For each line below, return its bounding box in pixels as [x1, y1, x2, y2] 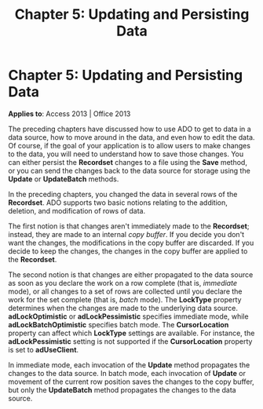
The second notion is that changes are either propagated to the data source [8, 269, 254, 279]
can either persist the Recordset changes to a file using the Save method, [8, 157, 247, 166]
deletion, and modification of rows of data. [8, 206, 146, 215]
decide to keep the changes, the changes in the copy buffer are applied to [8, 246, 248, 256]
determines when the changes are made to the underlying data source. [8, 303, 238, 312]
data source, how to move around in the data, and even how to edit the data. [8, 132, 255, 142]
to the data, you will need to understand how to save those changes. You [8, 149, 244, 159]
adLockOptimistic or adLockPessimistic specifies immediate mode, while [8, 312, 249, 321]
